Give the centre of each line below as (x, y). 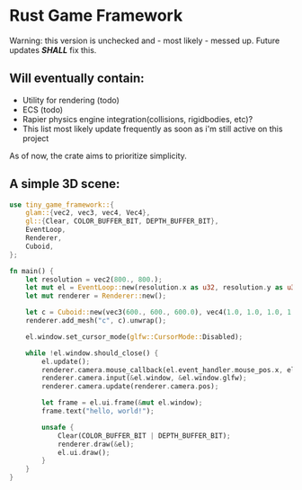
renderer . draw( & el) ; (96, 444)
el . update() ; (66, 361)
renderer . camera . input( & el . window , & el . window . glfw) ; (144, 379)
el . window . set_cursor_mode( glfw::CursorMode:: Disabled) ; (134, 337)
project (36, 138)
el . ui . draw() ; (84, 452)
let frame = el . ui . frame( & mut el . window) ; (122, 403)
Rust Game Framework (96, 16)
